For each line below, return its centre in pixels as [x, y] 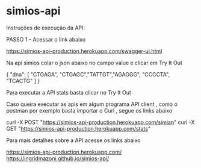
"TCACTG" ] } [23, 81]
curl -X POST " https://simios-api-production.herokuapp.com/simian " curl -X [100, 122]
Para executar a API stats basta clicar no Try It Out [69, 92]
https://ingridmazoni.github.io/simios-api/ [58, 158]
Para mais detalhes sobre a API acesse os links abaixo [73, 140]
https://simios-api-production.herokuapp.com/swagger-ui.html [84, 51]
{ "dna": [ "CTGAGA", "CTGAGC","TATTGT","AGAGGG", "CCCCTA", [88, 74]
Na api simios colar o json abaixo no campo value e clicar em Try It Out [94, 63]
